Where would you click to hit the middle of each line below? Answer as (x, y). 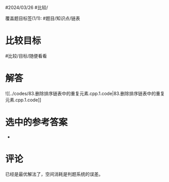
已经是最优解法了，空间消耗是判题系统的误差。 (54, 174)
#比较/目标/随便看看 (26, 56)
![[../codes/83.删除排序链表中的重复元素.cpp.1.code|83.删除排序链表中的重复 (85, 93)
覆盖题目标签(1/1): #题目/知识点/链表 (43, 18)
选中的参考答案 (37, 123)
